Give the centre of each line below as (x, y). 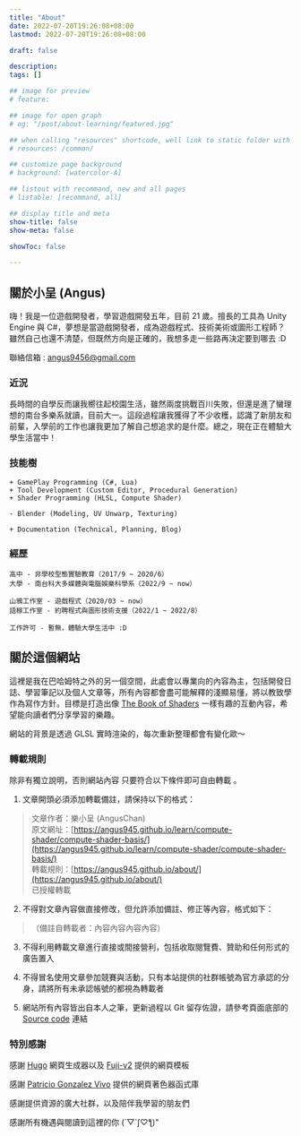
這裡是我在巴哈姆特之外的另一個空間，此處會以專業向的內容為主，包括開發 (146, 681)
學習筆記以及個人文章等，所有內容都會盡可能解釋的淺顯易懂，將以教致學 (158, 692)
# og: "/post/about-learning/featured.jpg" (92, 124)
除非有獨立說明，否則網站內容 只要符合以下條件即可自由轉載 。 (125, 780)
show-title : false (43, 222)
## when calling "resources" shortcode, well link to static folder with (150, 140)
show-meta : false (42, 230)
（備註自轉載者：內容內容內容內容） (98, 928)
